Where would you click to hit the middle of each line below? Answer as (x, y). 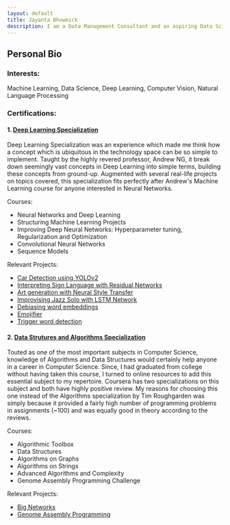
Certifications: (32, 113)
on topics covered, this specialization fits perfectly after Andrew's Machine (113, 181)
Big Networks (36, 507)
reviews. (19, 418)
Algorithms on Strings (48, 466)
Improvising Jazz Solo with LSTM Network (77, 300)
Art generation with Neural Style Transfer (75, 292)
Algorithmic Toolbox (45, 444)
